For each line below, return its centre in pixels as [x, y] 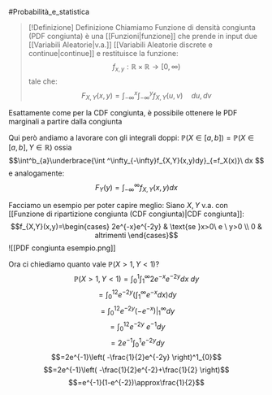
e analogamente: [37, 173]
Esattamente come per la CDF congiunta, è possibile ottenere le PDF [123, 113]
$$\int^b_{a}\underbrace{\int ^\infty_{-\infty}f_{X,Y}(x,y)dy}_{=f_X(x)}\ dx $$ [136, 161]
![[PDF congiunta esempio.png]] [62, 248]
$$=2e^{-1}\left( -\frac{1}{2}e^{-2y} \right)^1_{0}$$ [136, 357]
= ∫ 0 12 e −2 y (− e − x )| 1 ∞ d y [138, 311]
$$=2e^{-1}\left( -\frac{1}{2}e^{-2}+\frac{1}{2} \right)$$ [136, 370]
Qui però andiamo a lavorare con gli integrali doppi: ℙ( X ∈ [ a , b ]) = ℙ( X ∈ [131, 138]
